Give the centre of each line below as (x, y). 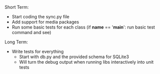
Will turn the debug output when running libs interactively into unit (86, 62)
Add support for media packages (45, 22)
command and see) (31, 32)
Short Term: (17, 7)
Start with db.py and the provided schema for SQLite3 (74, 57)
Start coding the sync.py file (40, 17)
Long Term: (16, 42)
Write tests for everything (38, 52)
